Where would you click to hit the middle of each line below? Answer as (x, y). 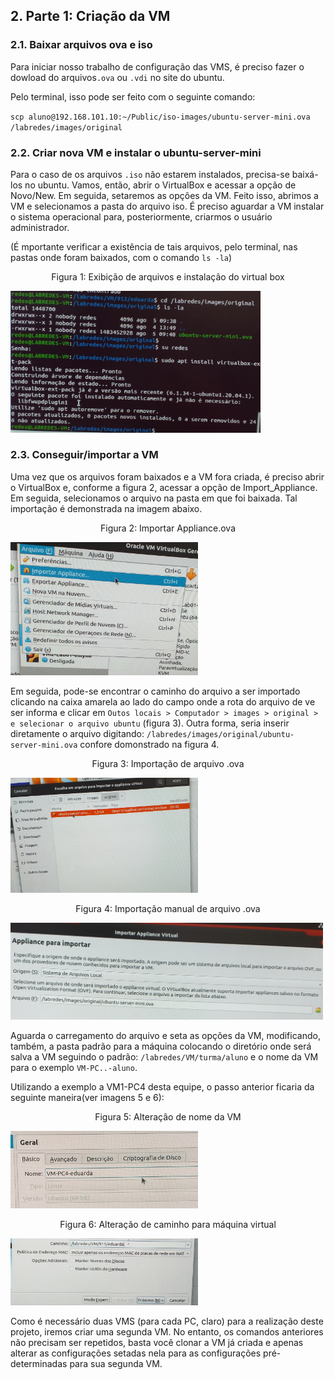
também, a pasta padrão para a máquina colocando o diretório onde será (161, 1046)
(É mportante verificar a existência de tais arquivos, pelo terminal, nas (154, 246)
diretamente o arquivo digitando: (77, 733)
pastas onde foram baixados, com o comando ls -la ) (121, 257)
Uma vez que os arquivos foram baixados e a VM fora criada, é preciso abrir (167, 476)
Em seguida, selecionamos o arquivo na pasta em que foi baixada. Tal (154, 498)
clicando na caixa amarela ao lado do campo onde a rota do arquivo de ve (163, 701)
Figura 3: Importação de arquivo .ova (168, 763)
